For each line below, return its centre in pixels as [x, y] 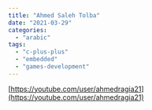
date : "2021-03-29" [40, 23]
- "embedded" [37, 60]
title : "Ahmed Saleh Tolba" [54, 15]
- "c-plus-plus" [42, 52]
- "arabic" [33, 37]
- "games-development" [52, 67]
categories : [28, 30]
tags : [17, 45]
